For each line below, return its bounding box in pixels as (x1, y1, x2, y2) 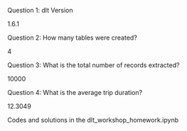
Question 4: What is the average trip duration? (7, 89, 143, 96)
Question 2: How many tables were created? (7, 33, 137, 42)
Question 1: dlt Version (7, 6, 73, 14)
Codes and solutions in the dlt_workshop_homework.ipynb (7, 116, 179, 124)
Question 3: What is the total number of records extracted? (7, 61, 180, 69)
